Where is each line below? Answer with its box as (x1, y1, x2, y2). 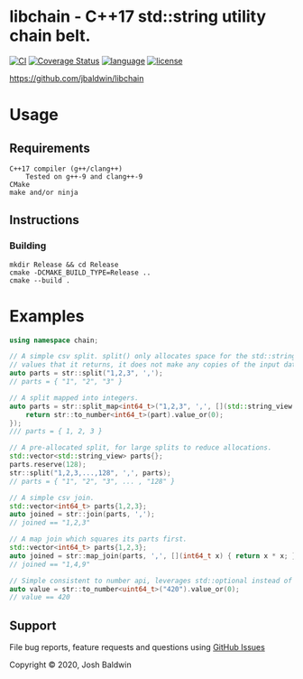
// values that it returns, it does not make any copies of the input (9, 360, 280, 369)
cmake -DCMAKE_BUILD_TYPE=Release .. (9, 268, 151, 277)
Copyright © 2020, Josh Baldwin (9, 659, 133, 670)
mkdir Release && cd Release (9, 260, 119, 269)
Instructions (9, 212, 79, 228)
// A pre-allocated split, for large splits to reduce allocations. (9, 443, 272, 452)
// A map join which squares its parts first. (9, 535, 188, 544)
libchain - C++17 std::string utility (9, 6, 267, 27)
